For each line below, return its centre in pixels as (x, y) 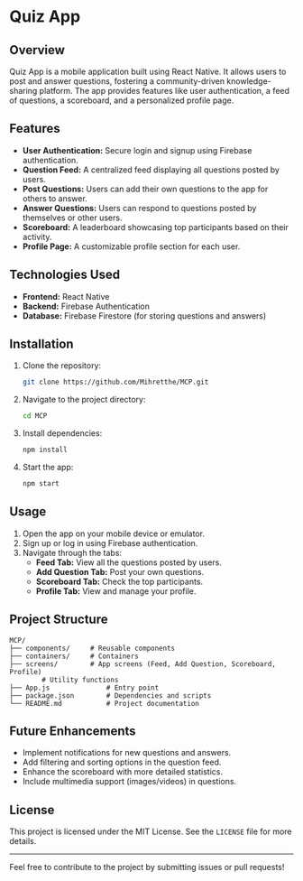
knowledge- (249, 81)
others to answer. (55, 198)
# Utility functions (80, 680)
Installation (41, 344)
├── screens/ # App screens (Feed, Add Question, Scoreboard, (143, 664)
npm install (45, 450)
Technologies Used (64, 275)
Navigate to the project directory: (84, 400)
